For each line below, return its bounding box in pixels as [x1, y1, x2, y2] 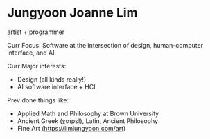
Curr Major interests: [7, 62, 67, 70]
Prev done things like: [7, 95, 69, 104]
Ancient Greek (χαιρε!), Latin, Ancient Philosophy [17, 116, 158, 125]
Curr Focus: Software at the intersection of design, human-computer [7, 41, 203, 49]
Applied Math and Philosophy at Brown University [17, 109, 159, 118]
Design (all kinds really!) [17, 75, 87, 84]
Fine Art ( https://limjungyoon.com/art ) [17, 124, 126, 132]
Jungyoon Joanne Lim [7, 5, 138, 21]
